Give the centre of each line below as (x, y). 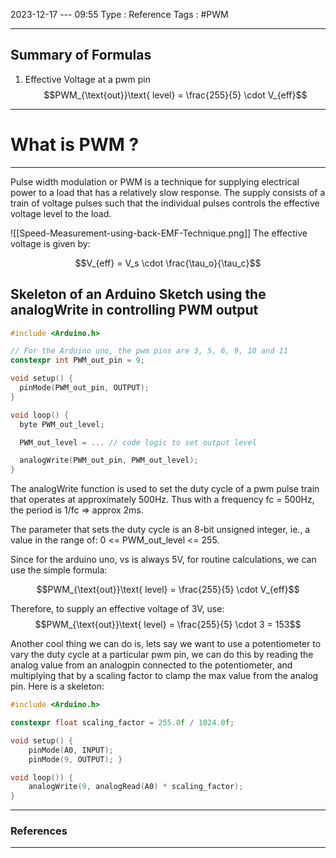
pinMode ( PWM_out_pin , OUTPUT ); (84, 388)
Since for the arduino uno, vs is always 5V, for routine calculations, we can (163, 560)
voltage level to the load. (61, 213)
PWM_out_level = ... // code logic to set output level (138, 442)
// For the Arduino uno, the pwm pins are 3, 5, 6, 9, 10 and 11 (149, 351)
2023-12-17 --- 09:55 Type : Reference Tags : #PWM (119, 14)
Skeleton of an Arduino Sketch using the (138, 294)
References (39, 831)
